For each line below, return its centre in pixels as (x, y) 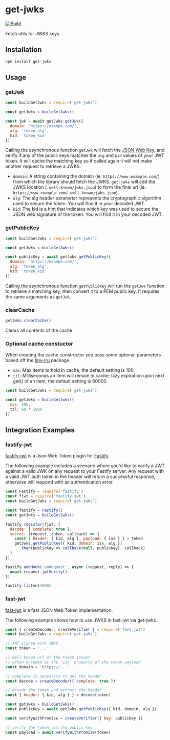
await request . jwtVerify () (39, 572)
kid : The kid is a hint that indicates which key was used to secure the (86, 209)
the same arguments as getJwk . (38, 296)
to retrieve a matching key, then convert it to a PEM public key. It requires (82, 291)
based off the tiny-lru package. (38, 361)
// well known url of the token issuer (48, 657)
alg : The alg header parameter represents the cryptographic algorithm (87, 198)
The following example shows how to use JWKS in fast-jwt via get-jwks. (81, 620)
